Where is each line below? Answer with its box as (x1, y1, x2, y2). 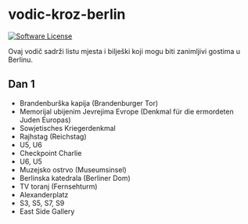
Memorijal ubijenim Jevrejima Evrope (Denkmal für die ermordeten (19, 107, 234, 116)
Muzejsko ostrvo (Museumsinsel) (19, 164, 127, 174)
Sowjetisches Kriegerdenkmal (19, 123, 116, 132)
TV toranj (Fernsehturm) (19, 182, 98, 191)
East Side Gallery (19, 206, 75, 216)
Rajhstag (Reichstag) (19, 132, 88, 141)
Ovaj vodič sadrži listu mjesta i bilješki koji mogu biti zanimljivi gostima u (8, 46, 241, 56)
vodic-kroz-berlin (8, 5, 126, 23)
